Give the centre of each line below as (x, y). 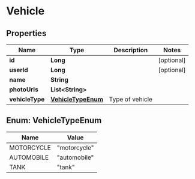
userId (19, 70)
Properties (26, 33)
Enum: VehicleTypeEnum (54, 120)
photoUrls (24, 89)
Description (131, 50)
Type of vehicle (131, 99)
